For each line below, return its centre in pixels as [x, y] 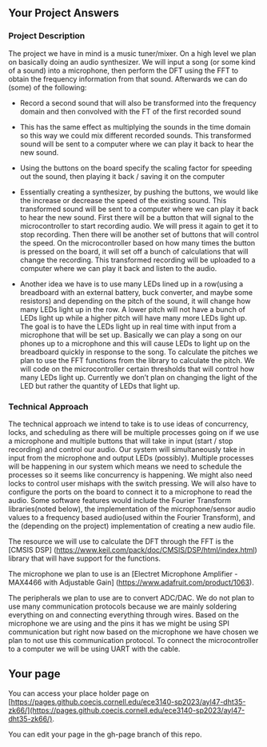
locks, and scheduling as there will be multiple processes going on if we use [134, 432]
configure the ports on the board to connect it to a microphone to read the [130, 492]
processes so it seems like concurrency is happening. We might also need [131, 474]
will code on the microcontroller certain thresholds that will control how [137, 369]
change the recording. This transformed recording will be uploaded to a [137, 260]
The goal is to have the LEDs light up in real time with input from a [128, 326]
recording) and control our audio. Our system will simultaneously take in [127, 449]
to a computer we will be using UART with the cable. [94, 649]
